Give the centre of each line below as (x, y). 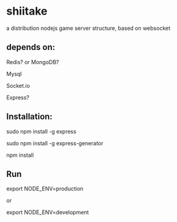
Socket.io (18, 85)
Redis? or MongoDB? (33, 62)
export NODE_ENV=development (48, 212)
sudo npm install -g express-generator (55, 143)
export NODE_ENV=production (45, 189)
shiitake (27, 11)
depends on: (31, 47)
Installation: (30, 117)
